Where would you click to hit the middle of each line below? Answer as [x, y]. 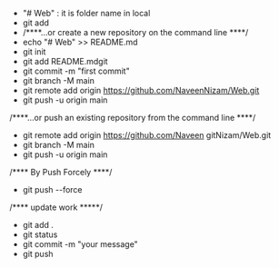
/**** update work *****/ [56, 207]
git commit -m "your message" [80, 244]
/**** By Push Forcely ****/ [61, 172]
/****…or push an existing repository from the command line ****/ [133, 118]
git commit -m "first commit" [76, 71]
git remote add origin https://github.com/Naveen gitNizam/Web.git [147, 135]
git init [34, 52]
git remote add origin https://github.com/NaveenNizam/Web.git [141, 90]
